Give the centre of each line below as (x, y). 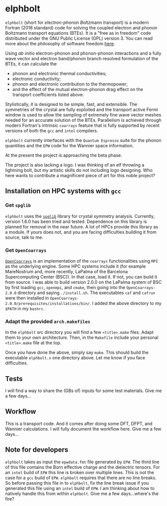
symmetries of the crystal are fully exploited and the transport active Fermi (82, 109)
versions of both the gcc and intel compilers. (52, 130)
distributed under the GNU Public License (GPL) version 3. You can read (79, 38)
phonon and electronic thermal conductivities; (59, 73)
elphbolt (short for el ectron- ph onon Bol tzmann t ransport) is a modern (77, 22)
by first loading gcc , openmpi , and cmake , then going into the (65, 287)
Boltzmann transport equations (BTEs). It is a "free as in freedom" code (78, 33)
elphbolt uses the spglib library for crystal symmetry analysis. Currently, (80, 216)
